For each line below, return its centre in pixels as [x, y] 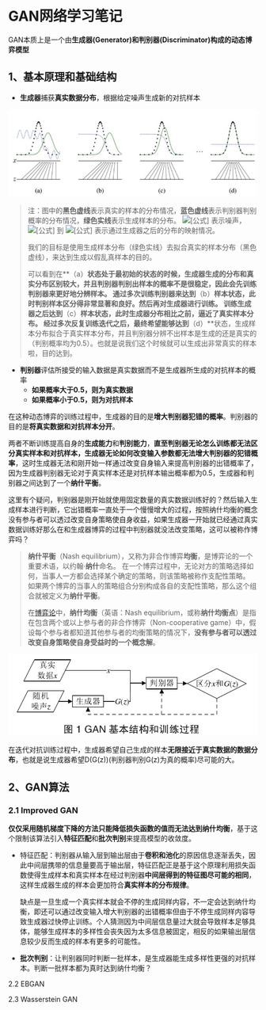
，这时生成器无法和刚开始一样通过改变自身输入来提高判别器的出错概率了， [137, 463]
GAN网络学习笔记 [65, 16]
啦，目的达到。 [52, 353]
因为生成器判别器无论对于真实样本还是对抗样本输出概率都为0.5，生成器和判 [131, 473]
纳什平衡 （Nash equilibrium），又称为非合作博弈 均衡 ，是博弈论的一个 [140, 556]
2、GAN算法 [39, 787]
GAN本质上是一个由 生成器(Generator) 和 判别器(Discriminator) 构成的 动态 [127, 40]
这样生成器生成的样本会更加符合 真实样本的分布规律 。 [106, 885]
